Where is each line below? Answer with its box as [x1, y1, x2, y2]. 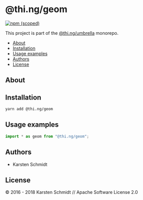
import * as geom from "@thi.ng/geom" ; [5, 134, 89, 139]
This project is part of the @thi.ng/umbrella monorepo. [5, 30, 119, 36]
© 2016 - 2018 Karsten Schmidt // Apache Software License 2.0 [5, 189, 138, 195]
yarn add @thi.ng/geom [5, 107, 53, 112]
